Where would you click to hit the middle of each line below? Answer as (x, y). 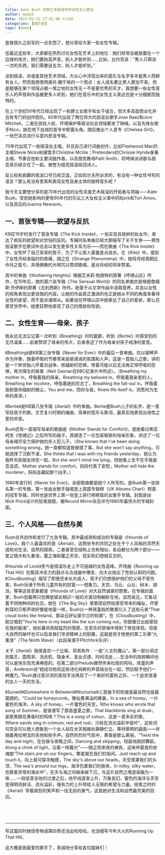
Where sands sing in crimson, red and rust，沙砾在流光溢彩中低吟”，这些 (79, 722)
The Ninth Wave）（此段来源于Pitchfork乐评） (66, 640)
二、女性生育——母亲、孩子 (47, 323)
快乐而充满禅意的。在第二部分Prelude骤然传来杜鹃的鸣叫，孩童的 (84, 663)
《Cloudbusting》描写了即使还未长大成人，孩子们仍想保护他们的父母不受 (78, 578)
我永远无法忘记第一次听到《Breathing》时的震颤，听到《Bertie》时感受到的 (81, 336)
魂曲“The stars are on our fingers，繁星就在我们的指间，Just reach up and (81, 753)
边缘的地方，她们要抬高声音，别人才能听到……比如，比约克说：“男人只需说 (81, 59)
